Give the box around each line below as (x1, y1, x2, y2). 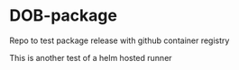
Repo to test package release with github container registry (9, 35, 230, 46)
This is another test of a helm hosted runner (9, 52, 173, 63)
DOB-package (9, 5, 117, 26)
